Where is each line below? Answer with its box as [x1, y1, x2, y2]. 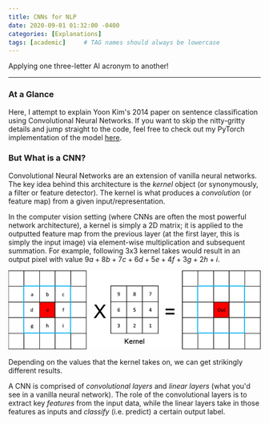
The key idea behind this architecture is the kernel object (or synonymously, [8, 179, 259, 188]
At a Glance [8, 89, 54, 100]
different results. [8, 365, 62, 375]
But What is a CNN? [8, 152, 86, 164]
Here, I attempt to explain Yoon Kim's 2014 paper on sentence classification [8, 107, 259, 116]
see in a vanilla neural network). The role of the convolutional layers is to [8, 390, 247, 399]
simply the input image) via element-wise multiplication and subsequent [8, 237, 246, 247]
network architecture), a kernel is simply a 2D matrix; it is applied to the [8, 220, 243, 230]
